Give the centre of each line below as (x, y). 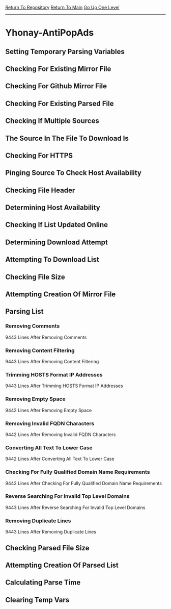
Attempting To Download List (52, 260)
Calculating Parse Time (43, 583)
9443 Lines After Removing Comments (46, 337)
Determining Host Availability (53, 208)
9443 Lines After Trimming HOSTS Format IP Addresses (64, 386)
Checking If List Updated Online (57, 225)
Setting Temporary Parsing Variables (65, 51)
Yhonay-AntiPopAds (50, 33)
